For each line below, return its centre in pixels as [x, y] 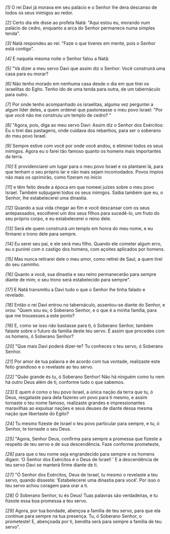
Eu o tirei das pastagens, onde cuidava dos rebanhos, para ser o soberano [83, 130]
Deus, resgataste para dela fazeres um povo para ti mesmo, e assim [76, 397]
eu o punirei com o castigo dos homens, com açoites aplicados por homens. [85, 249]
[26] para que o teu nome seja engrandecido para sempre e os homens [80, 454]
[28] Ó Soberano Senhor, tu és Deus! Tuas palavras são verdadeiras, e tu [82, 495]
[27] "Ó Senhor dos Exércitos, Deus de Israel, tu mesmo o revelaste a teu [82, 475]
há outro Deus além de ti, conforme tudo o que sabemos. [65, 382]
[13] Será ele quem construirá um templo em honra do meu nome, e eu [79, 228]
